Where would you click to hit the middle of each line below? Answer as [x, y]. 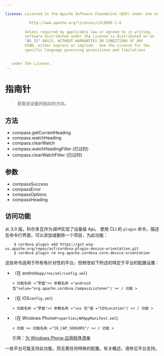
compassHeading [30, 200]
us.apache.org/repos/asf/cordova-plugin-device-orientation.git [72, 249]
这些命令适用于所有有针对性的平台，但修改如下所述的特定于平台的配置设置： [82, 262]
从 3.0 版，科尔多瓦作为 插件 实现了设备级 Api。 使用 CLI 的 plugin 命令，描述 [82, 229]
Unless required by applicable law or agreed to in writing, [88, 32]
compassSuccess [30, 184]
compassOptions [29, 194]
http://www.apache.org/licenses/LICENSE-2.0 [75, 23]
